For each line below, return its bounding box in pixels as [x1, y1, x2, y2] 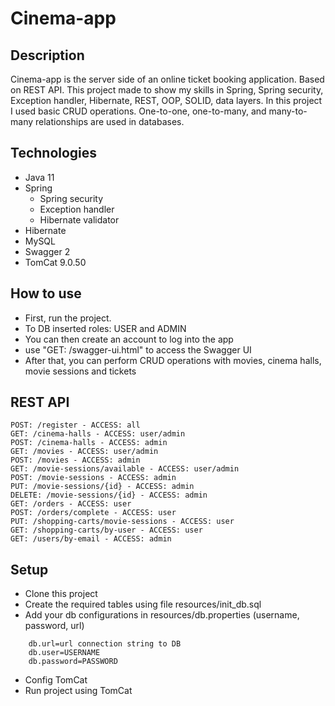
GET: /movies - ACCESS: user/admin [10, 447, 159, 457]
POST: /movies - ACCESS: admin [10, 455, 141, 466]
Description [10, 47, 85, 64]
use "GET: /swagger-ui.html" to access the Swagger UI [24, 343, 252, 356]
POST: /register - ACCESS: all [10, 420, 141, 431]
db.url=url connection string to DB [28, 639, 182, 649]
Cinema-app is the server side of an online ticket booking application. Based [10, 73, 325, 85]
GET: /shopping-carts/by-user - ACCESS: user [10, 525, 203, 536]
